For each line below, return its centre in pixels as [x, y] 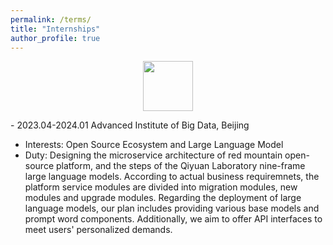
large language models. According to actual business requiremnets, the [172, 177]
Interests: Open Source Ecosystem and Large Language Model [154, 145]
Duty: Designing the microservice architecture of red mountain [153, 155]
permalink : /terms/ [51, 19]
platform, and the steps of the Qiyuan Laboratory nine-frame [180, 166]
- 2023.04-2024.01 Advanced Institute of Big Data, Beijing [130, 125]
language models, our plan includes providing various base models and [172, 208]
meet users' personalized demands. [98, 230]
